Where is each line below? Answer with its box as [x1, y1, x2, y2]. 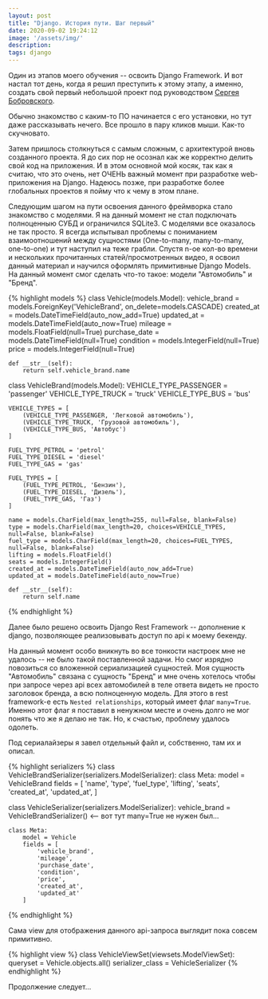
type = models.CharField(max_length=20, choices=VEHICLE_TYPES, [8, 523, 227, 531]
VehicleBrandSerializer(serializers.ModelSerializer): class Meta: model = [8, 770, 246, 780]
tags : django [8, 49, 52, 57]
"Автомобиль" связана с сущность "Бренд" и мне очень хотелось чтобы [8, 671, 256, 681]
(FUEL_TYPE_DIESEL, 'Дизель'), [22, 488, 127, 496]
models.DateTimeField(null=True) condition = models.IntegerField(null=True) [8, 336, 260, 345]
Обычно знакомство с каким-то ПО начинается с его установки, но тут [8, 112, 252, 120]
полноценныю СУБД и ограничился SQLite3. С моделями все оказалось [8, 218, 256, 228]
